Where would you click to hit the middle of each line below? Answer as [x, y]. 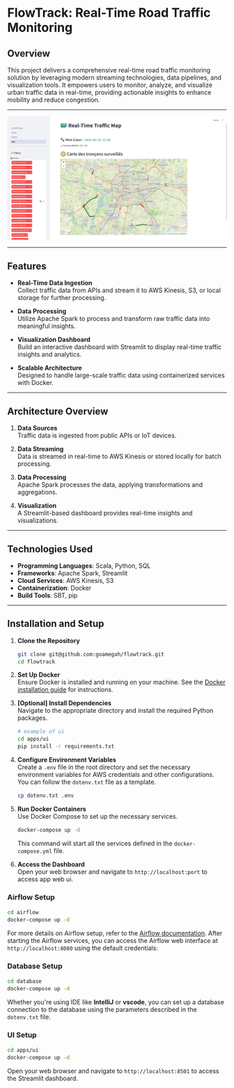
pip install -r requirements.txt [66, 747]
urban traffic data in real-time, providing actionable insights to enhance [109, 92]
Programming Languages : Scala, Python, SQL [84, 566]
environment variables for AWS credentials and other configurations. [116, 775]
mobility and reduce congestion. [54, 100]
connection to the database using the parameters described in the [102, 1009]
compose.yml [34, 851]
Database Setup [35, 966]
